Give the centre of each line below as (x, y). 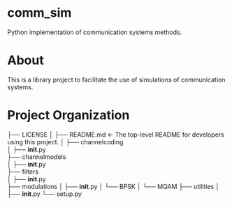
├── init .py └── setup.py (45, 194)
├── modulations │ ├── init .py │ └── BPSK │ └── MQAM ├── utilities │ (114, 186)
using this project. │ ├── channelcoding (65, 142)
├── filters (23, 172)
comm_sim (39, 13)
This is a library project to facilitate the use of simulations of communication (116, 79)
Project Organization (68, 115)
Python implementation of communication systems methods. (95, 32)
